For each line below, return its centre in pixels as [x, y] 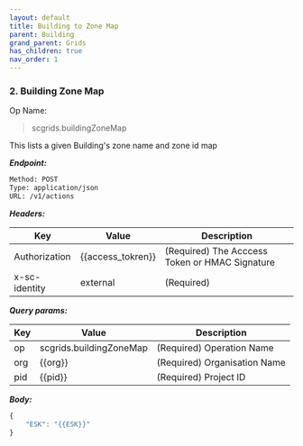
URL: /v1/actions [42, 196]
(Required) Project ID [201, 377]
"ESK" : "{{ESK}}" [58, 424]
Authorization [42, 256]
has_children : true [46, 51]
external [97, 282]
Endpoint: [28, 163]
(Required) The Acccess [216, 250]
